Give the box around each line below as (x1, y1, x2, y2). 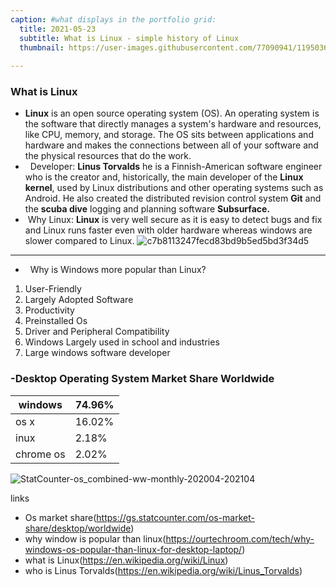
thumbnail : (19, 42, 65, 53)
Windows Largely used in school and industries (24, 336, 220, 348)
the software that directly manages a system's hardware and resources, (24, 118, 322, 130)
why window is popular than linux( (24, 532, 167, 545)
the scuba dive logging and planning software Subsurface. (24, 203, 271, 215)
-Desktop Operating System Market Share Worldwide (10, 372, 275, 386)
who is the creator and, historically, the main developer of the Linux (24, 171, 304, 183)
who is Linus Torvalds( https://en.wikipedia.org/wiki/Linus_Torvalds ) (24, 564, 303, 576)
